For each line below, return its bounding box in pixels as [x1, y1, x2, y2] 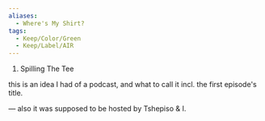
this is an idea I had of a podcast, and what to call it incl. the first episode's [8, 80, 257, 90]
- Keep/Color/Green [15, 34, 82, 43]
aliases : [8, 11, 38, 20]
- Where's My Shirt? [15, 19, 85, 27]
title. [8, 88, 23, 98]
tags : [8, 27, 27, 35]
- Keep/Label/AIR [15, 42, 74, 50]
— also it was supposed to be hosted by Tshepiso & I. [8, 104, 187, 114]
